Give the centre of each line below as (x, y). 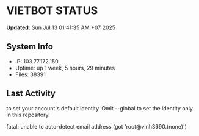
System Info (30, 47)
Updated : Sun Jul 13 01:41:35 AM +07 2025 (61, 27)
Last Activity (31, 94)
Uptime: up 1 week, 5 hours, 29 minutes (65, 68)
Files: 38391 (30, 74)
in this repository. (28, 115)
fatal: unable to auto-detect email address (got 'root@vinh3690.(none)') (97, 126)
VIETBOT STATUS (52, 11)
